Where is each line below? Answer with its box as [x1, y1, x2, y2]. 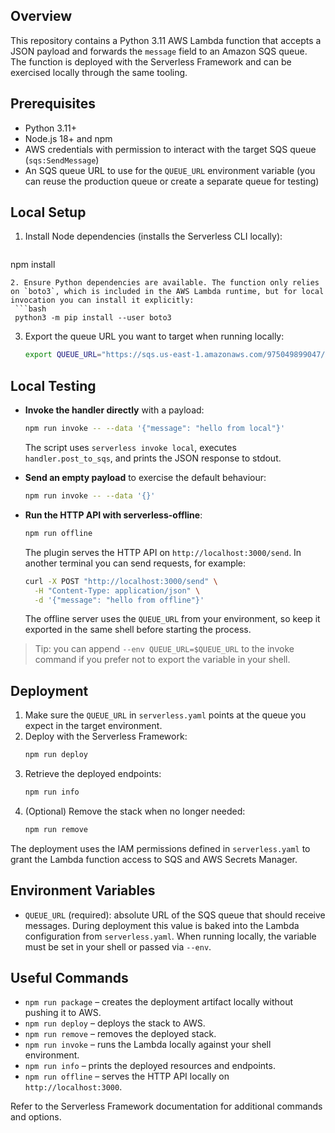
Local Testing [10, 377, 97, 394]
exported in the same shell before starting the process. [24, 624, 252, 636]
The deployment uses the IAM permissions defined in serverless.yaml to [10, 842, 311, 854]
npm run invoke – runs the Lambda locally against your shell [24, 1039, 272, 1051]
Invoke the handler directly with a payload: [24, 404, 205, 416]
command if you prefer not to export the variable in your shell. [34, 654, 291, 666]
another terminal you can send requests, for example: [24, 557, 247, 569]
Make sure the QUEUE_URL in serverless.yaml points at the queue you [24, 709, 307, 721]
